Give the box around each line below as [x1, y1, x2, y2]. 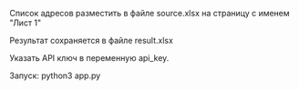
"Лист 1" [9, 17, 42, 28]
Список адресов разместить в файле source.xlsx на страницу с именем [9, 8, 290, 18]
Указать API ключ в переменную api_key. [9, 53, 170, 63]
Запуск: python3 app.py [9, 70, 101, 81]
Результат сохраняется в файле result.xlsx [9, 35, 173, 45]
